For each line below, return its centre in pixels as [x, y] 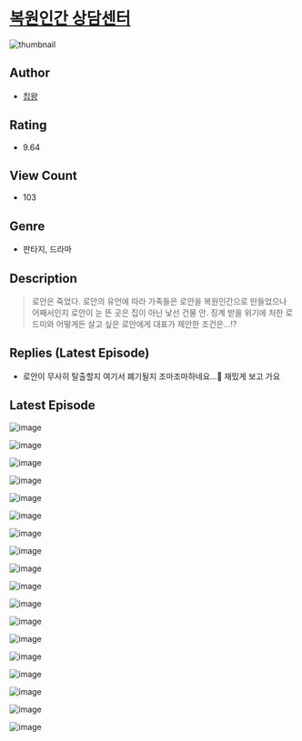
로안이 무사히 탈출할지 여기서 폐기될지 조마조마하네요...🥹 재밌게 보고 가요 [151, 376]
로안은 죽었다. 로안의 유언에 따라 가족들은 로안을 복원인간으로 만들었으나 [159, 301]
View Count [43, 175]
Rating [28, 125]
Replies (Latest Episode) [80, 353]
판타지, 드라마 [47, 249]
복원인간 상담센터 [70, 19]
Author [30, 73]
